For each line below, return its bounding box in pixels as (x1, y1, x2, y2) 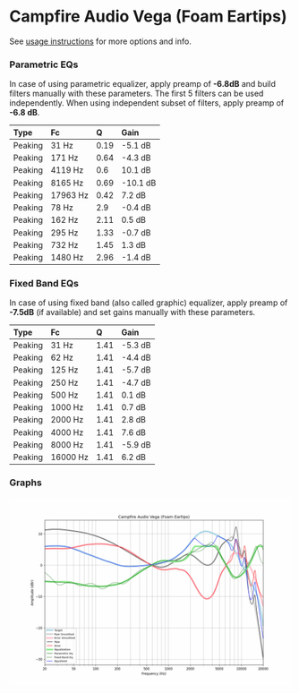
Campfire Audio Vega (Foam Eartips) (9, 6, 288, 27)
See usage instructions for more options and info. (9, 36, 192, 47)
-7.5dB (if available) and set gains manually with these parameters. (9, 307, 256, 318)
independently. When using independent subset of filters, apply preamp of (9, 98, 285, 108)
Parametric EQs (9, 58, 79, 71)
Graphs (9, 476, 42, 489)
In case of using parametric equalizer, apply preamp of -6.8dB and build (9, 79, 276, 90)
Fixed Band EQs (9, 277, 79, 289)
